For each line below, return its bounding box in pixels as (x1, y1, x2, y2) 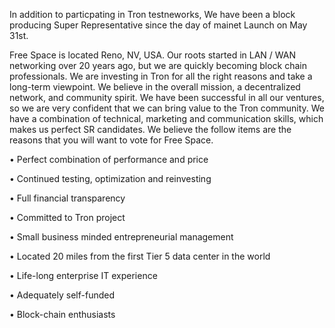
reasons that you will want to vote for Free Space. (9, 134, 214, 146)
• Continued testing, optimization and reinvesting (9, 173, 212, 184)
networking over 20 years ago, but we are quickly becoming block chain (9, 60, 307, 71)
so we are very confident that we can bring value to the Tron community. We (9, 102, 325, 114)
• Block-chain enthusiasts (9, 309, 116, 320)
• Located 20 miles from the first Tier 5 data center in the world (9, 250, 271, 262)
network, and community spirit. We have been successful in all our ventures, (9, 92, 325, 103)
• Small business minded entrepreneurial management (9, 231, 234, 243)
